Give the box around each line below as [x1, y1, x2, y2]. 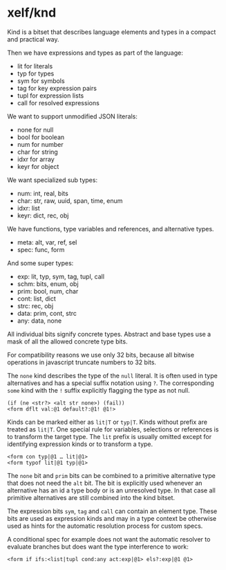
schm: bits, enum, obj [17, 279, 79, 288]
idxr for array [17, 154, 55, 163]
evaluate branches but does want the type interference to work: [7, 542, 189, 551]
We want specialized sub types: [7, 175, 98, 184]
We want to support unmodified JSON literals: [7, 112, 138, 121]
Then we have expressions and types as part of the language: [7, 48, 183, 57]
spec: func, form [17, 245, 65, 253]
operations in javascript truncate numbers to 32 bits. [7, 358, 157, 366]
